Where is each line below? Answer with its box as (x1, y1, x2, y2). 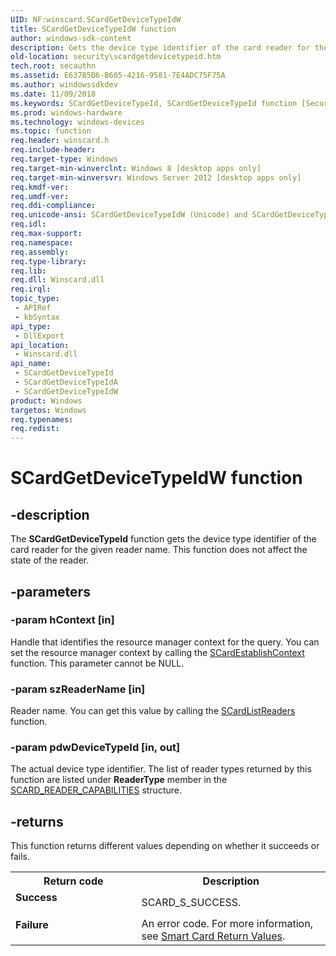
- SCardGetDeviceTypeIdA (14, 377, 118, 387)
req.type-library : (10, 256, 87, 266)
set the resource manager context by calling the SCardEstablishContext (10, 646, 305, 658)
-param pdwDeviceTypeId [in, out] (10, 741, 181, 755)
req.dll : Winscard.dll (10, 275, 105, 285)
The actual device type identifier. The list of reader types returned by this (10, 763, 312, 775)
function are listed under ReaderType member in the (10, 774, 228, 786)
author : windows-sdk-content (10, 33, 132, 43)
